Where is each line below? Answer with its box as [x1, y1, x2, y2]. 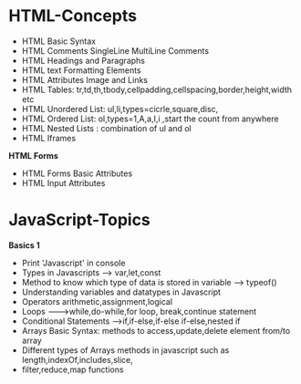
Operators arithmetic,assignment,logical [21, 296, 173, 306]
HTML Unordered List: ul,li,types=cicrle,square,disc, [21, 103, 219, 114]
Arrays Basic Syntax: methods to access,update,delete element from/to [21, 325, 291, 336]
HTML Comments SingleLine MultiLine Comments [21, 45, 210, 56]
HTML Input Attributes [21, 177, 106, 188]
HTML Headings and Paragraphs [21, 55, 145, 66]
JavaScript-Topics [8, 210, 151, 231]
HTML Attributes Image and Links [21, 74, 148, 85]
